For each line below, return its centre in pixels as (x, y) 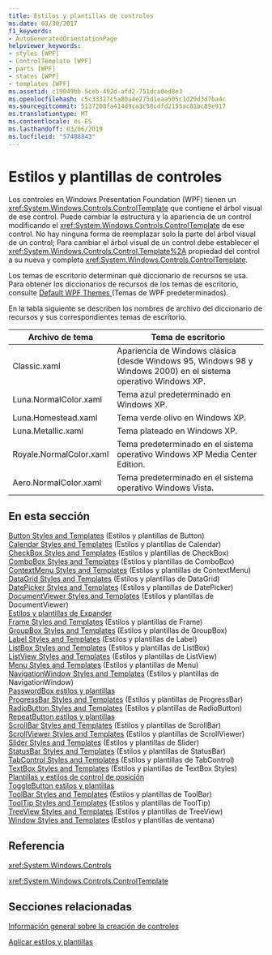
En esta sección (49, 516)
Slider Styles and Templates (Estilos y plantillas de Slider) (104, 742)
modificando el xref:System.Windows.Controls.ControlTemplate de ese (127, 225)
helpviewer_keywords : (45, 46)
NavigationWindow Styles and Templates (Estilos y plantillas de (114, 673)
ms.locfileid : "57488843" (52, 136)
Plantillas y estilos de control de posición (76, 777)
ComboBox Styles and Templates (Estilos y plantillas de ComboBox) (121, 561)
